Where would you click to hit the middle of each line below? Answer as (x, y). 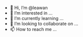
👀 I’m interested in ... (31, 13)
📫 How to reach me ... (33, 29)
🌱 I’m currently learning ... (37, 18)
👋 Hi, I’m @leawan (29, 8)
